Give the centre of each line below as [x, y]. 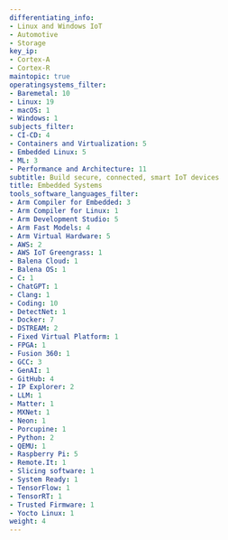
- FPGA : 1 [28, 345]
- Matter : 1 [32, 404]
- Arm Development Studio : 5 [64, 219]
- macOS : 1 [30, 110]
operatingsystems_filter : [58, 85]
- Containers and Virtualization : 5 [78, 144]
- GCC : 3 [26, 362]
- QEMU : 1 [28, 446]
